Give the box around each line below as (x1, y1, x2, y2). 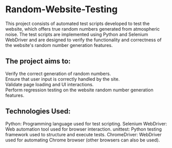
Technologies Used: (5, 107, 71, 116)
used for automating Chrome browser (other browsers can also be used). (5, 137, 160, 143)
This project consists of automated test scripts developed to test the (5, 20, 150, 27)
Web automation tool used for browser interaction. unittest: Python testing (5, 126, 162, 132)
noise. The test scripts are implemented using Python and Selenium (5, 31, 148, 37)
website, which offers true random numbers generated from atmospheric (5, 26, 160, 32)
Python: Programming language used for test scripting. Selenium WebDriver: (5, 120, 167, 127)
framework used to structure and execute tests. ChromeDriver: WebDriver (5, 131, 162, 137)
